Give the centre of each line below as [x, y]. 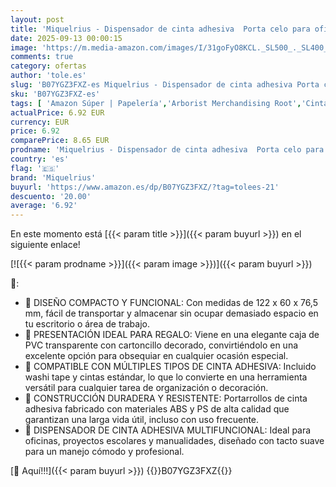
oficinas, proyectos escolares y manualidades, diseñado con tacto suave [174, 441]
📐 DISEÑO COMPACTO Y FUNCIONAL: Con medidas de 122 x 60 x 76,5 [171, 303]
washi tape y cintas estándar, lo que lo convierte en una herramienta [166, 377]
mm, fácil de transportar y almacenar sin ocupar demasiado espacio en [171, 313]
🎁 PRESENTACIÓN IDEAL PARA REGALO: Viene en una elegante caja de [172, 335]
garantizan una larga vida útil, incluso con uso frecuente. [142, 420]
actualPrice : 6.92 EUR [57, 112]
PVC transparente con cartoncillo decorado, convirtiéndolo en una [161, 345]
